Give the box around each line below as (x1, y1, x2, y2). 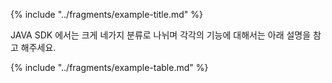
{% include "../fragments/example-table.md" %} (10, 62, 209, 73)
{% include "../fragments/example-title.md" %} (10, 9, 203, 20)
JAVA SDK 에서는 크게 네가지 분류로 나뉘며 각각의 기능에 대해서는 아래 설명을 (10, 29, 312, 41)
